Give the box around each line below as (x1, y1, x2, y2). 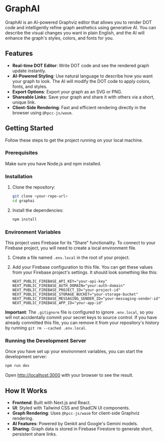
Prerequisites (5, 149, 38, 156)
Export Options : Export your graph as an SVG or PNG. (12, 88, 123, 94)
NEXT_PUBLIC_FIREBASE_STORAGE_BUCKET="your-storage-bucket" (12, 292, 138, 297)
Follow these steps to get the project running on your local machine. (5, 137, 143, 143)
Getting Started (5, 124, 54, 132)
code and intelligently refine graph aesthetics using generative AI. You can (5, 24, 156, 30)
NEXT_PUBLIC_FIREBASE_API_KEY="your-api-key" (12, 279, 107, 284)
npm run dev (5, 363, 30, 368)
